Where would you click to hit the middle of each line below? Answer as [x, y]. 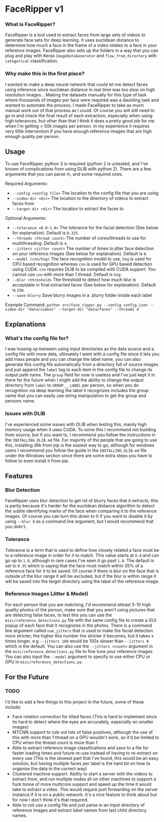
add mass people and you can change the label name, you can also [73, 359]
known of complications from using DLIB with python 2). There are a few [78, 169]
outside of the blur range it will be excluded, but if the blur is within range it [81, 576]
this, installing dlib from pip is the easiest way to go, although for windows [80, 445]
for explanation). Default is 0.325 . [46, 233]
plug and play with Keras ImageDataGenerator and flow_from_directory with [81, 56]
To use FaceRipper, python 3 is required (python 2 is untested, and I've [77, 164]
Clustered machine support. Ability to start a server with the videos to [82, 774]
